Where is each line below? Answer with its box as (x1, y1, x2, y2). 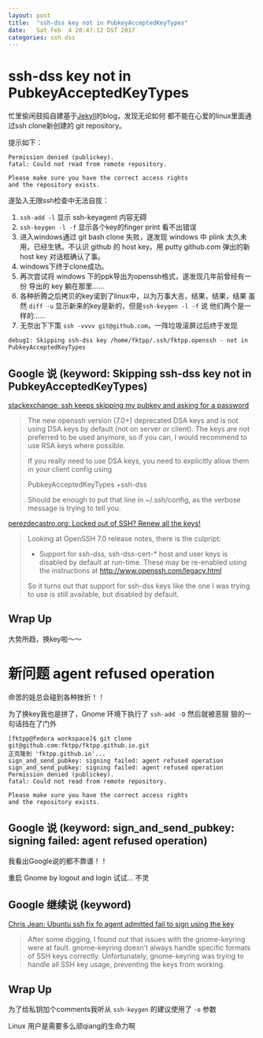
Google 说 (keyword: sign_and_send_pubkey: (8, 821, 235, 835)
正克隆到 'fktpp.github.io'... (8, 750, 106, 758)
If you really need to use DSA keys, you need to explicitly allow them (27, 456, 250, 465)
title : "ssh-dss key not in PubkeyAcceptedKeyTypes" (8, 19, 189, 27)
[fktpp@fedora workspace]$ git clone (8, 734, 132, 743)
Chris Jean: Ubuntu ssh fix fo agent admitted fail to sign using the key (8, 919, 235, 929)
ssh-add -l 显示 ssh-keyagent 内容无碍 (19, 213, 147, 222)
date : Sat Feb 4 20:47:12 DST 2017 (8, 26, 135, 34)
